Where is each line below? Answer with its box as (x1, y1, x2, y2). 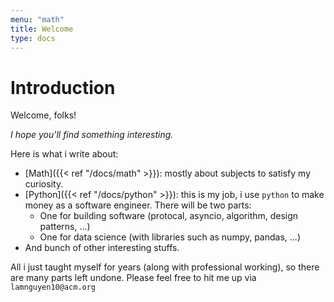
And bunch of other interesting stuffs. (24, 242, 180, 254)
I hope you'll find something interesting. (10, 129, 174, 141)
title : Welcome (10, 24, 74, 34)
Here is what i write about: (10, 148, 119, 160)
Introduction (10, 76, 116, 99)
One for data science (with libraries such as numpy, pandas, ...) (39, 231, 302, 243)
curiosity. (24, 178, 64, 190)
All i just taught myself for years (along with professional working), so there (10, 261, 320, 273)
